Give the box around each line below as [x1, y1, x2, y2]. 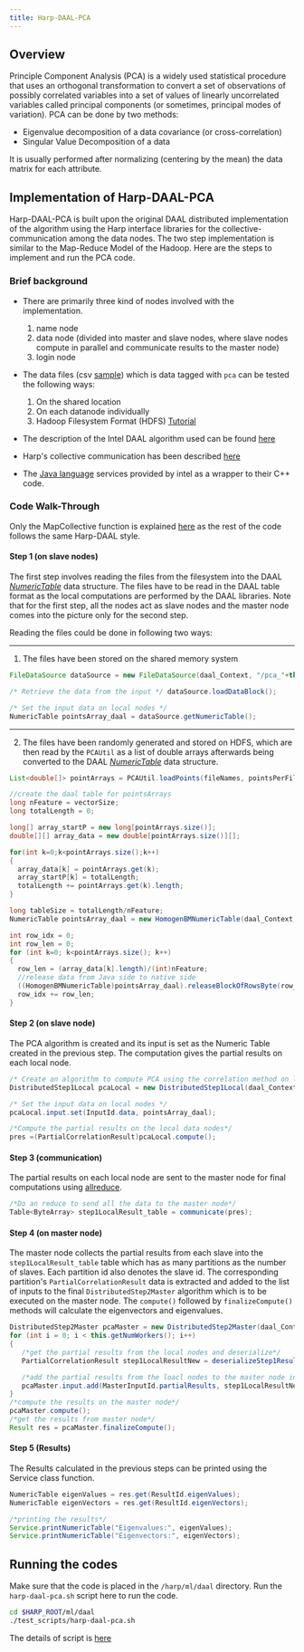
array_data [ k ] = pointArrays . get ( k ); [17, 864, 160, 874]
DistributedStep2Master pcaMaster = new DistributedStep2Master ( [9, 1323, 261, 1332]
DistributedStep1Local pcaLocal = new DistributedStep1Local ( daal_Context [9, 1083, 298, 1092]
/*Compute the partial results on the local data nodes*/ [9, 1124, 233, 1133]
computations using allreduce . [9, 1182, 122, 1193]
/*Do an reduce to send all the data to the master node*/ [9, 1199, 237, 1208]
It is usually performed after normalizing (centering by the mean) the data [9, 154, 283, 165]
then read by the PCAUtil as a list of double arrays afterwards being [22, 746, 274, 757]
